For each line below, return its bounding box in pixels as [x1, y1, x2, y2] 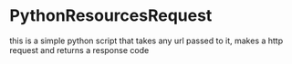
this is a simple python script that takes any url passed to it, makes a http [9, 35, 284, 46]
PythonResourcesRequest [9, 5, 213, 26]
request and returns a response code [9, 44, 150, 55]
